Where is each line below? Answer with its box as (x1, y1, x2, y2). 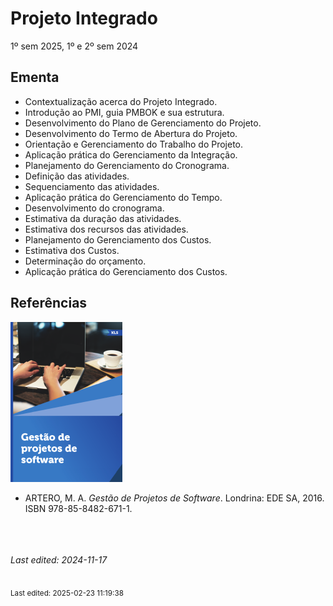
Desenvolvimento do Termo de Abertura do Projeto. (24, 127, 238, 139)
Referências (10, 295, 88, 312)
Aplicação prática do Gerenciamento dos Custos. (24, 265, 228, 277)
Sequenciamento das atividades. (24, 180, 160, 192)
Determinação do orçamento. (24, 255, 147, 267)
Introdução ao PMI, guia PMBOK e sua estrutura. (24, 106, 225, 118)
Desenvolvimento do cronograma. (24, 202, 165, 214)
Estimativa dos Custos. (24, 244, 120, 256)
